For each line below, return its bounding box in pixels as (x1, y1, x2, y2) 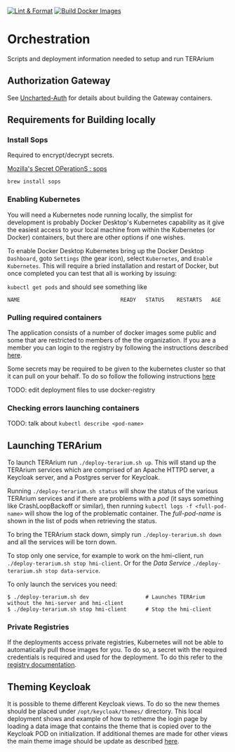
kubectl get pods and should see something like (7, 282, 147, 291)
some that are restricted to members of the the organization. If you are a (7, 336, 216, 345)
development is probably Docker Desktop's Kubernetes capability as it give (7, 218, 224, 227)
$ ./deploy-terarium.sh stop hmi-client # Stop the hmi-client (7, 606, 212, 613)
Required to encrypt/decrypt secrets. (7, 151, 114, 160)
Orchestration (7, 32, 90, 47)
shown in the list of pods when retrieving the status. (7, 517, 157, 525)
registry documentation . (7, 661, 77, 669)
